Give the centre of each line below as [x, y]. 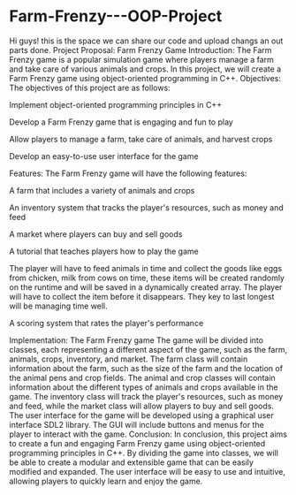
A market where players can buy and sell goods [96, 234]
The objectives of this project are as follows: [90, 88]
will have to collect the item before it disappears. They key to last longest [142, 296]
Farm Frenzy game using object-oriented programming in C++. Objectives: [145, 78]
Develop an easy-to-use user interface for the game [104, 156]
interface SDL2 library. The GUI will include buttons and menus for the [137, 424]
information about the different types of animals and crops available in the [144, 387]
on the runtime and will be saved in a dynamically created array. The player [146, 287]
